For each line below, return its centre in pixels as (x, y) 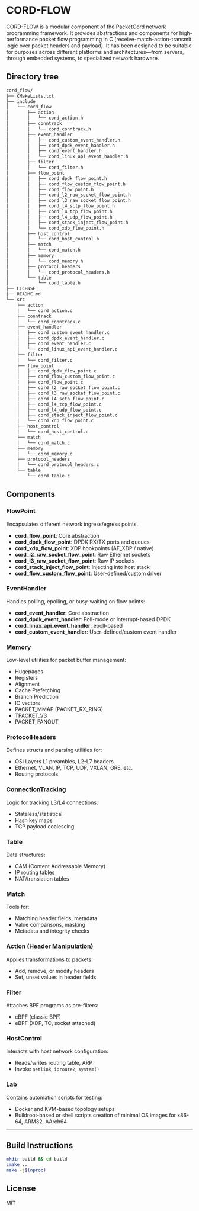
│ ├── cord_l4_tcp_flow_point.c (59, 404)
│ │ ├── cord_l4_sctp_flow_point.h (61, 206)
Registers (26, 678)
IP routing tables (35, 873)
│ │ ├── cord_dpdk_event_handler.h (61, 146)
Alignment (27, 684)
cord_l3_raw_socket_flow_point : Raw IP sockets (75, 561)
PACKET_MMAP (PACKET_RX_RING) (59, 709)
